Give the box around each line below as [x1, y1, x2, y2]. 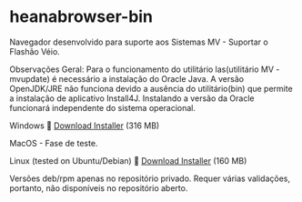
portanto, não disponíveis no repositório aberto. [9, 182, 188, 193]
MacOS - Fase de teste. [9, 137, 98, 148]
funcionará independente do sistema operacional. [9, 102, 196, 113]
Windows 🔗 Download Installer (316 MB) [9, 120, 160, 131]
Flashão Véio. [9, 45, 61, 56]
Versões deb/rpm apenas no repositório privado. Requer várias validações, [9, 173, 291, 184]
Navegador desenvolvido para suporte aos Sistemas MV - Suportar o [9, 36, 268, 47]
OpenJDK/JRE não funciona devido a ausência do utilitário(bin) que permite [9, 83, 293, 94]
